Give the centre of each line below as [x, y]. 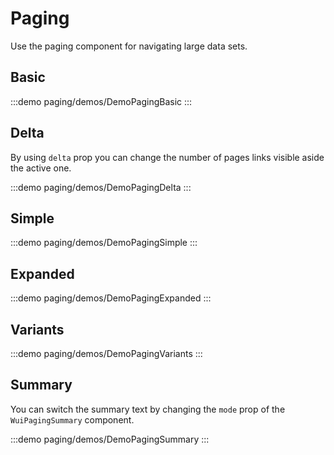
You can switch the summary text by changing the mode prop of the [148, 409]
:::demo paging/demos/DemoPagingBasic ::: [101, 101]
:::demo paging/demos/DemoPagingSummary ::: [110, 439]
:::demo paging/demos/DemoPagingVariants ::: [106, 353]
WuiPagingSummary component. [72, 419]
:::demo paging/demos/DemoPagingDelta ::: [101, 187]
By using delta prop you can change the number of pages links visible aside [167, 157]
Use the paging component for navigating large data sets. [129, 46]
